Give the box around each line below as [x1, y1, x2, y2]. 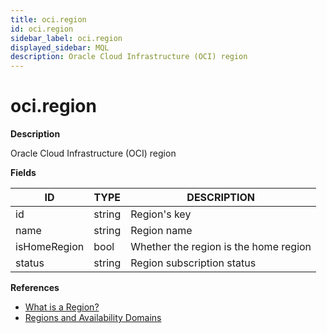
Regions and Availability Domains [24, 312, 162, 324]
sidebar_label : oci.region [10, 33, 123, 43]
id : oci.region [10, 24, 74, 34]
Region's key [130, 207, 192, 221]
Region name [130, 224, 193, 238]
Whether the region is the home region [130, 240, 312, 254]
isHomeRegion [15, 240, 85, 254]
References [10, 282, 60, 294]
